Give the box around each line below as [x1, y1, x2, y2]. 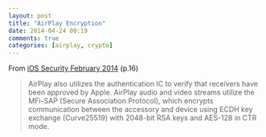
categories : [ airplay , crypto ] [8, 42, 113, 50]
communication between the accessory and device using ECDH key [27, 105, 253, 115]
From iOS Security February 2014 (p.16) [8, 63, 139, 73]
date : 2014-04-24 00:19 [8, 26, 88, 34]
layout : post [8, 11, 52, 20]
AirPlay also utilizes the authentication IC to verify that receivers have [27, 79, 259, 89]
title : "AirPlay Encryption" [8, 19, 106, 27]
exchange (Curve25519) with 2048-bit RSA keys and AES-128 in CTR [27, 113, 257, 123]
